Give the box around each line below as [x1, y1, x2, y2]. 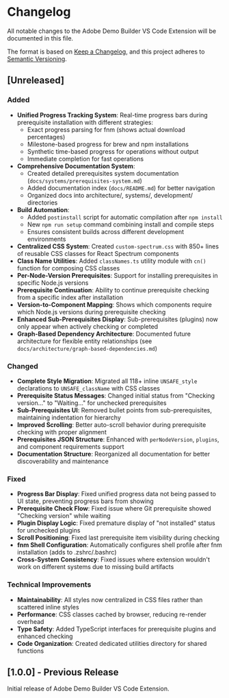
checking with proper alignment [16, 428, 107, 436]
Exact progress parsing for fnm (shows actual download [27, 125, 186, 134]
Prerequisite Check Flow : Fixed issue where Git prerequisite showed [16, 504, 212, 513]
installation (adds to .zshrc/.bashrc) [16, 548, 118, 557]
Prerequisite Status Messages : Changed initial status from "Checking [16, 391, 215, 399]
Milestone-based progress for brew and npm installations [27, 140, 189, 148]
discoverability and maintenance [16, 457, 109, 465]
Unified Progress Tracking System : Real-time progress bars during [16, 110, 208, 119]
